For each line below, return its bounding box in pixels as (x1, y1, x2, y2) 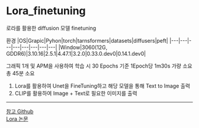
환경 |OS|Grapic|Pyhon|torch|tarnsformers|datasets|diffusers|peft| (6, 37, 169, 44)
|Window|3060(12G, (58, 43, 108, 51)
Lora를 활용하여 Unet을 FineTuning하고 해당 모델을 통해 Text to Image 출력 (14, 82, 191, 89)
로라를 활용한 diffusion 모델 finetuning (6, 24, 97, 31)
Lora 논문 (6, 115, 28, 122)
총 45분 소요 (6, 69, 35, 76)
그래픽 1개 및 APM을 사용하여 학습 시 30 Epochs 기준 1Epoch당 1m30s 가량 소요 (6, 62, 192, 69)
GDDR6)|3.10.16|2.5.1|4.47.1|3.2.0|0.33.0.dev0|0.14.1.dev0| (6, 50, 146, 57)
